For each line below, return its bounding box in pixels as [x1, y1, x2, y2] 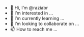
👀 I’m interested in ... [10, 10, 53, 16]
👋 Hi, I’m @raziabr [10, 5, 48, 10]
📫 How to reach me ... [10, 26, 58, 32]
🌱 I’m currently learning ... [10, 15, 65, 21]
